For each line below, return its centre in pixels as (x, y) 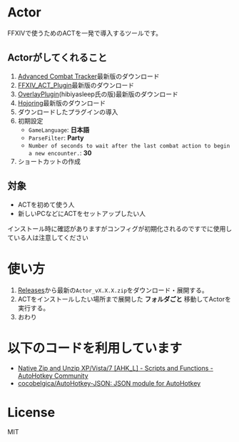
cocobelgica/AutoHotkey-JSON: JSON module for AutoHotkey (109, 384)
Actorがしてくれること (57, 58)
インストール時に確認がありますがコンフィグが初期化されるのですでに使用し (120, 228)
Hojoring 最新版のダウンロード (62, 103)
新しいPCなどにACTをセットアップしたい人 (82, 213)
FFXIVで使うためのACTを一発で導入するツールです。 (85, 33)
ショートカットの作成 (49, 161)
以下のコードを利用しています (95, 348)
